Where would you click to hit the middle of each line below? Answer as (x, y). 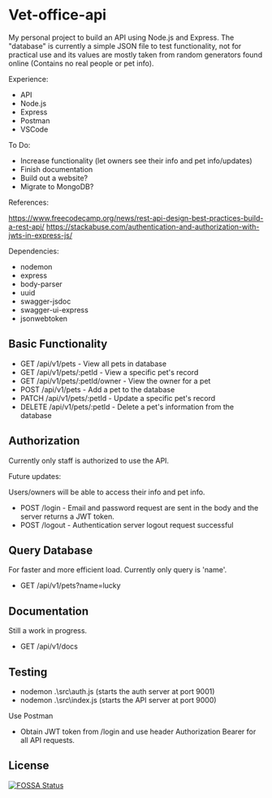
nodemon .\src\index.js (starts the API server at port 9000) (118, 700)
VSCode (34, 129)
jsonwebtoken (43, 318)
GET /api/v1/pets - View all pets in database (93, 364)
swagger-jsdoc (45, 301)
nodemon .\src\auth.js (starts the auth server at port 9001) (117, 691)
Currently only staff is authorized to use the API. (89, 460)
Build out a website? (54, 178)
